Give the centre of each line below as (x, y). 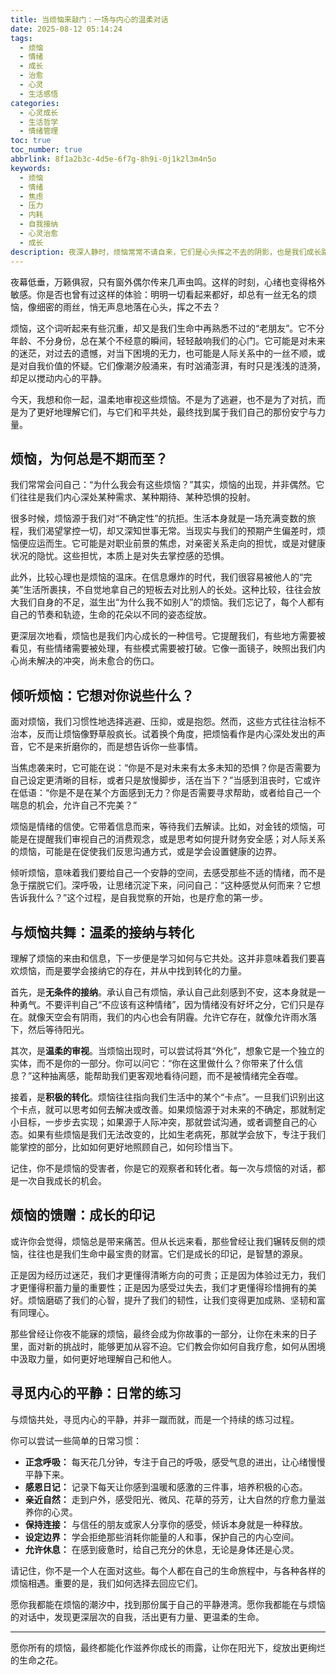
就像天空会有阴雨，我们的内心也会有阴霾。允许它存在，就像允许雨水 (167, 1017)
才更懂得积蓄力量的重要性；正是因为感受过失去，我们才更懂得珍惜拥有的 (159, 1287)
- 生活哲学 (39, 122)
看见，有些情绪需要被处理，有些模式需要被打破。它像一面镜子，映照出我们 (163, 648)
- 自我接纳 (39, 224)
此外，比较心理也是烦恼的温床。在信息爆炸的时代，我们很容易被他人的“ (157, 577)
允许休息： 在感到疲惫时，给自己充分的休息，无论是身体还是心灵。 (162, 1549)
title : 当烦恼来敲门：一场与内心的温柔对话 (89, 19)
